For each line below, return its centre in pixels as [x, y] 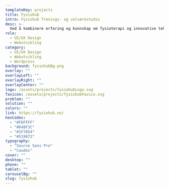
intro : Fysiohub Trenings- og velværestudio [53, 19]
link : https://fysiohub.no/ [35, 113]
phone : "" [16, 164]
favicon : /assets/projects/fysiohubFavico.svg [55, 94]
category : [16, 47]
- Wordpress [22, 61]
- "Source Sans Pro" [31, 146]
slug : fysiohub [21, 179]
